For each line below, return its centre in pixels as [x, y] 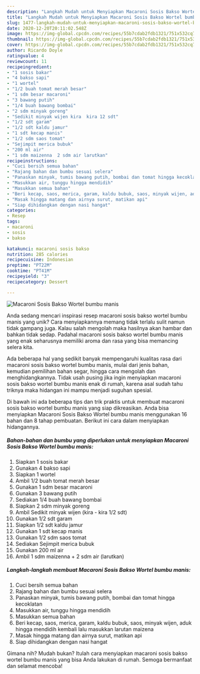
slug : [13, 23]
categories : [21, 211]
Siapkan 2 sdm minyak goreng [53, 506]
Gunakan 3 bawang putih [46, 493]
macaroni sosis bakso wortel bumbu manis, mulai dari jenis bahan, [88, 365]
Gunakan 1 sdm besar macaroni [54, 487]
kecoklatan [29, 604]
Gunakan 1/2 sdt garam [44, 518]
